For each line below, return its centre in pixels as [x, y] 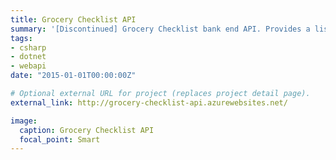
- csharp [28, 47]
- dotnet [28, 57]
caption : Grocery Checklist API [87, 130]
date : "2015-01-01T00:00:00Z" [73, 76]
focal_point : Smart [60, 139]
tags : [21, 38]
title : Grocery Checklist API [73, 19]
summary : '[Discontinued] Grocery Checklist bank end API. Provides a [160, 29]
